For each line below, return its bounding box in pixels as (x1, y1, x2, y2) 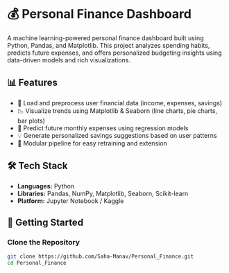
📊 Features (7, 77, 58, 89)
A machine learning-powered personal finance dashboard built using (7, 33, 204, 42)
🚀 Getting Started (7, 216, 84, 228)
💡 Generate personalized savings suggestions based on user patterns (17, 131, 217, 139)
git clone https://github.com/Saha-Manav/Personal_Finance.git (7, 253, 194, 261)
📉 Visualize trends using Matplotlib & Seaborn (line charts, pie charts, (17, 106, 217, 115)
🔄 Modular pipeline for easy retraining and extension (17, 139, 168, 147)
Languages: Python (17, 182, 75, 190)
